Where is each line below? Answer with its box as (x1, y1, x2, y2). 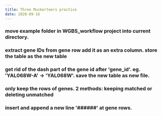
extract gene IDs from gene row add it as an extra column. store (5, 47, 158, 54)
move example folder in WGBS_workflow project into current (5, 28, 151, 35)
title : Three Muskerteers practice (5, 7, 77, 12)
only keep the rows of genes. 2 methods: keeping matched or (5, 85, 152, 92)
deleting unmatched (5, 91, 54, 98)
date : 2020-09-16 (5, 12, 40, 17)
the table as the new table (5, 53, 67, 60)
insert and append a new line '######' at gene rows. (5, 104, 132, 111)
